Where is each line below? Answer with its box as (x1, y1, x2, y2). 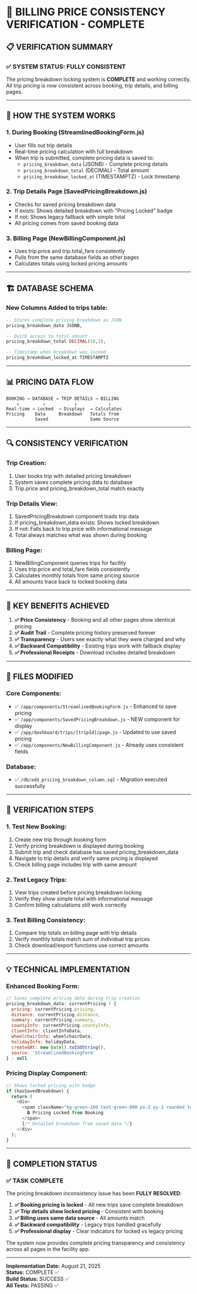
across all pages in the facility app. (6, 1246, 90, 1253)
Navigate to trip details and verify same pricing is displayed (14, 854, 158, 862)
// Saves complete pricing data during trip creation (6, 995, 141, 1001)
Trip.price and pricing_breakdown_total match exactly (14, 484, 145, 492)
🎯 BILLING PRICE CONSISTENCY (6, 5, 166, 19)
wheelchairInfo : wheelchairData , (11, 1033, 93, 1040)
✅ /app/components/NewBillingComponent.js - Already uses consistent (14, 741, 184, 748)
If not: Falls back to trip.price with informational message (14, 525, 152, 532)
